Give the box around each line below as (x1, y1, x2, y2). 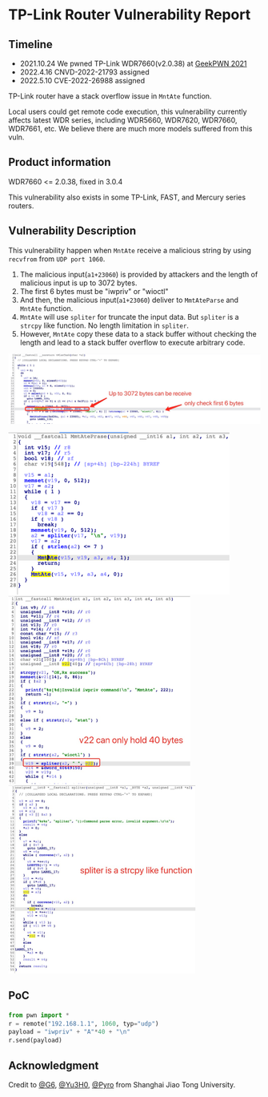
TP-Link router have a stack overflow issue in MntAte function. (8, 91, 212, 101)
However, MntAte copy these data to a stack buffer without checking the (19, 329, 258, 338)
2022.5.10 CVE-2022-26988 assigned (19, 76, 146, 85)
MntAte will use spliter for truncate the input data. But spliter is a (19, 312, 239, 321)
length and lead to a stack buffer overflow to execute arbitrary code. (19, 337, 246, 347)
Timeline (8, 38, 54, 51)
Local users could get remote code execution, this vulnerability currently (8, 107, 247, 116)
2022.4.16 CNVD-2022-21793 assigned (19, 67, 150, 77)
